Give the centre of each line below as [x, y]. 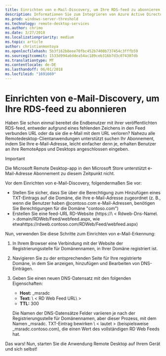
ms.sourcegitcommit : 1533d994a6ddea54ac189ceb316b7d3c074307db [72, 56]
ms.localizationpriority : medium [40, 38]
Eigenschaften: [27, 283]
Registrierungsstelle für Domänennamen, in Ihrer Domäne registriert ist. [85, 248]
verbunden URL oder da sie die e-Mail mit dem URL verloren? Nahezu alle [80, 133]
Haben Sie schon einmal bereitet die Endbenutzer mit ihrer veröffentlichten [81, 123]
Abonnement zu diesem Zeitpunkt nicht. [74, 173]
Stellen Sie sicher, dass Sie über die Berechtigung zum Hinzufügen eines [86, 192]
